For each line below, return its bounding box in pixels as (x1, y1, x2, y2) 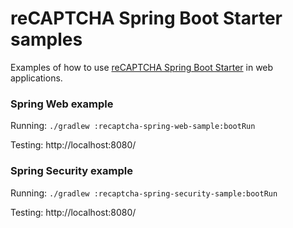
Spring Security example (10, 164, 133, 178)
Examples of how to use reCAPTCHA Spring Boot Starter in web (10, 61, 274, 73)
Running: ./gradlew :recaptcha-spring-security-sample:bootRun (10, 187, 278, 199)
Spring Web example (10, 97, 114, 111)
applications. (10, 72, 63, 84)
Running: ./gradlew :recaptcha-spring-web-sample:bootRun (10, 120, 256, 132)
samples (10, 28, 83, 51)
